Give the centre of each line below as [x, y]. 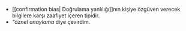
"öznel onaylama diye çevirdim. [51, 22]
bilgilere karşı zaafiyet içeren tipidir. [56, 15]
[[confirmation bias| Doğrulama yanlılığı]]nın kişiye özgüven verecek [96, 9]
